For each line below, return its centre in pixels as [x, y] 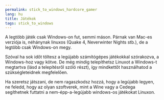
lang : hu [14, 14]
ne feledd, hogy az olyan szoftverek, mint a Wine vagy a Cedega [70, 87]
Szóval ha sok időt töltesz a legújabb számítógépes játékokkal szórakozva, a [82, 57]
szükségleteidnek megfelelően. [37, 72]
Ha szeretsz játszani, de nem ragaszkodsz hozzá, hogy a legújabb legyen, [80, 82]
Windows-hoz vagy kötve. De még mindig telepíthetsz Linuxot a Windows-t [81, 62]
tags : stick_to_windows [29, 23]
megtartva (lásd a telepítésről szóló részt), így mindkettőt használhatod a [79, 67]
